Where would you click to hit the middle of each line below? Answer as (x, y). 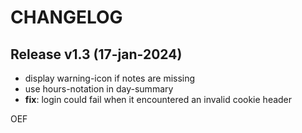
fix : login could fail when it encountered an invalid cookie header (158, 99)
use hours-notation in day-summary (99, 89)
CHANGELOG (66, 17)
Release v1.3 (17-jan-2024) (96, 54)
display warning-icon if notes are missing (110, 78)
